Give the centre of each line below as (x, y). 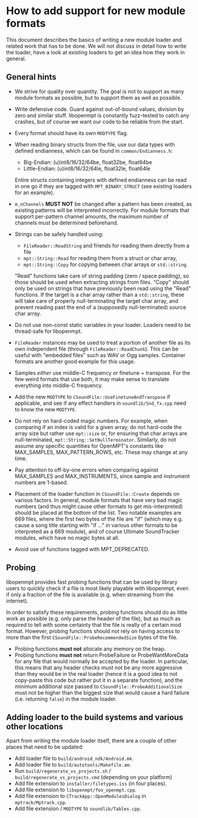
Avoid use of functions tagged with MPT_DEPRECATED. (82, 549)
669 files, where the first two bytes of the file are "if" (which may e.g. (99, 519)
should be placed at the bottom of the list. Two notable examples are (98, 512)
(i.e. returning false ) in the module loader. (65, 699)
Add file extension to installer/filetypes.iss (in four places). (90, 784)
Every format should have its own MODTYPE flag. (71, 133)
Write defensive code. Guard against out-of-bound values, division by (99, 109)
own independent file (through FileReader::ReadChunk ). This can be (96, 349)
